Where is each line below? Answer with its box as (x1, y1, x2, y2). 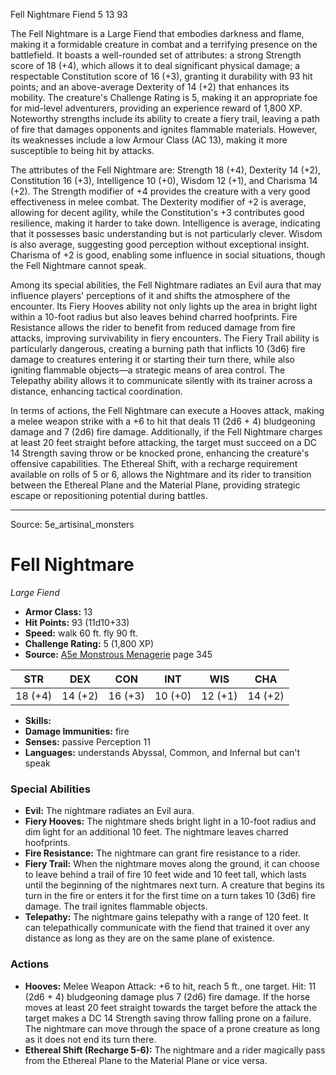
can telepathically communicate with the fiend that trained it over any (24, 922, 311, 934)
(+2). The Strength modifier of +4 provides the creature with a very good (10, 185, 311, 197)
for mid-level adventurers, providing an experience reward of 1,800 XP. (10, 102, 303, 114)
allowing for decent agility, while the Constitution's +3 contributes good (10, 207, 305, 218)
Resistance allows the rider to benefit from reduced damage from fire (10, 322, 296, 333)
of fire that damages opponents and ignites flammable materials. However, (10, 124, 318, 135)
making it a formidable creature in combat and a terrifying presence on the (10, 39, 318, 50)
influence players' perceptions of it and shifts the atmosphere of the (10, 290, 291, 301)
